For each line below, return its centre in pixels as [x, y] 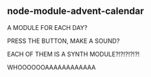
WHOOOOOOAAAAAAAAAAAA [51, 67]
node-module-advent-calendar [75, 11]
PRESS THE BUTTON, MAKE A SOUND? [63, 41]
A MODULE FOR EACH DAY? [47, 27]
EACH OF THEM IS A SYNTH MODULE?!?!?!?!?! [73, 54]
